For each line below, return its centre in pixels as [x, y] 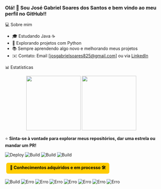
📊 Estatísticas [19, 67]
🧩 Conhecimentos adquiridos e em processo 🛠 [58, 168]
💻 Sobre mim [19, 25]
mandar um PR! [21, 145]
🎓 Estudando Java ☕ [34, 36]
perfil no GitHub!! [26, 14]
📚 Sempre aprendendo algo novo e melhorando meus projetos [75, 48]
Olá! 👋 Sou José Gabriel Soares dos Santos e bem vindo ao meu [81, 8]
